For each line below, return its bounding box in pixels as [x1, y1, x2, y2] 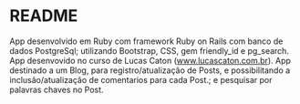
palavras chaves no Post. [9, 84, 104, 95]
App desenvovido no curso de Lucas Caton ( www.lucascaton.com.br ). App [9, 55, 292, 66]
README [9, 5, 78, 26]
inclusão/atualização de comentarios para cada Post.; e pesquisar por [9, 74, 273, 85]
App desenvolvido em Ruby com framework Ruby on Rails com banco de [9, 36, 284, 47]
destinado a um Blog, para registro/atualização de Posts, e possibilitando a [9, 65, 291, 76]
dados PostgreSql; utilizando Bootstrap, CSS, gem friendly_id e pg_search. [9, 45, 290, 56]
